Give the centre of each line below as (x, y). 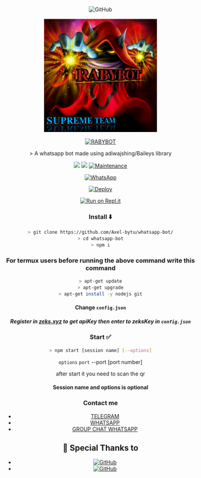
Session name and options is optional (100, 388)
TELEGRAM (105, 416)
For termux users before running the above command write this (100, 260)
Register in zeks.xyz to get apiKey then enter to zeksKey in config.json (100, 321)
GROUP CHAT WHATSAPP (105, 429)
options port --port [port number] (100, 362)
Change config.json (100, 307)
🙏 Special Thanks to (100, 448)
